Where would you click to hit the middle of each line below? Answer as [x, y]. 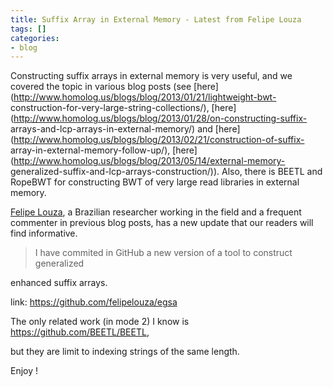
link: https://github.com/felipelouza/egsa [94, 302]
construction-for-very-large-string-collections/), [110, 108]
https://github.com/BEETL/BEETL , [80, 332]
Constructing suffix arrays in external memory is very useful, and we [151, 76]
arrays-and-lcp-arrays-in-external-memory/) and [111, 129]
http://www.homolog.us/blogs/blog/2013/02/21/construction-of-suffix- [159, 140]
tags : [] [28, 29]
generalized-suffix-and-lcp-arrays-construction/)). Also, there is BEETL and [166, 172]
